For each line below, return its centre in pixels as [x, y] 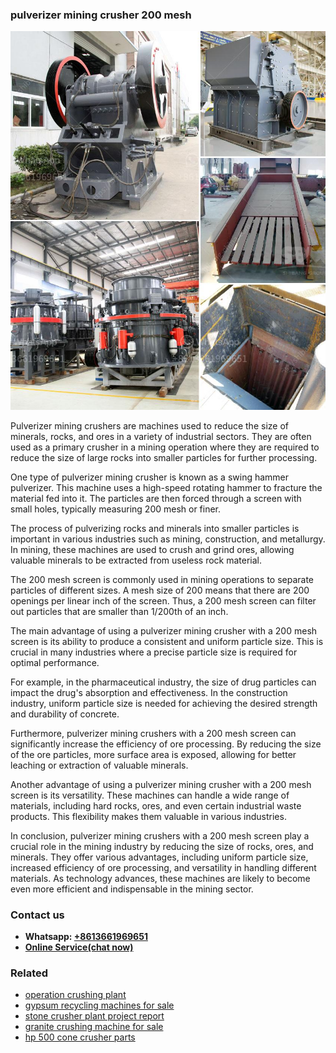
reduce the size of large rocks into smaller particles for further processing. [164, 457]
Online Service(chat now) [79, 947]
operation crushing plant [75, 995]
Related [29, 973]
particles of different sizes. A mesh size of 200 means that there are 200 [160, 590]
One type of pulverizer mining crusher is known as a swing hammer [150, 477]
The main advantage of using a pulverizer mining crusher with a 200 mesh [164, 630]
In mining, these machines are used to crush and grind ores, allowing [152, 549]
